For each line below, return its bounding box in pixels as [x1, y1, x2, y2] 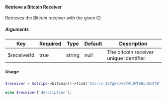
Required [39, 40, 62, 47]
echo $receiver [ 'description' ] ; [5, 90, 72, 95]
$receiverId [7, 52, 35, 59]
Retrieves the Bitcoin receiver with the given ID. [5, 15, 102, 21]
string [66, 52, 80, 59]
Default [84, 40, 102, 47]
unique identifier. [106, 55, 147, 62]
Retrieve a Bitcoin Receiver [5, 4, 62, 10]
